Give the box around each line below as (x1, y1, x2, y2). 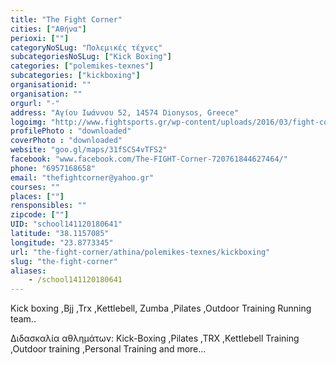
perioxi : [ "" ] (10, 33, 70, 43)
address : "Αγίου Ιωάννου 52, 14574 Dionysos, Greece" (10, 107, 240, 118)
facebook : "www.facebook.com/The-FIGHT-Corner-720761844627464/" (10, 154, 288, 164)
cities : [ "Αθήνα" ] (10, 24, 87, 34)
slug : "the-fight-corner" (10, 256, 118, 266)
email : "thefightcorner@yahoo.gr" (10, 172, 155, 183)
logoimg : (10, 117, 47, 127)
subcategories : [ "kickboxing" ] (10, 71, 141, 81)
